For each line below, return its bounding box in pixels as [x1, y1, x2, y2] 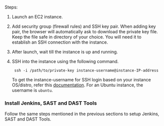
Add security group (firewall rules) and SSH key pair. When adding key [11, 23, 156, 29]
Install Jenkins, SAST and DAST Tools [4, 99, 97, 106]
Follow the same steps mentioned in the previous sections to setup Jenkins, [4, 111, 160, 117]
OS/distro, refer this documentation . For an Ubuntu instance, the [11, 82, 143, 88]
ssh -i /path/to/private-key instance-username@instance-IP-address [14, 68, 159, 73]
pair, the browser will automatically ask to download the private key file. [11, 29, 158, 34]
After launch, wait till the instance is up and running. [11, 49, 118, 55]
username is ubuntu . [11, 87, 53, 93]
